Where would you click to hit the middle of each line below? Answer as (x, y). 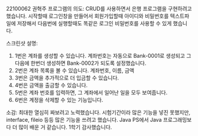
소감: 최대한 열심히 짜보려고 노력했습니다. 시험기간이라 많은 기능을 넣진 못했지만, (98, 112)
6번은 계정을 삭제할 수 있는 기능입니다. (59, 100)
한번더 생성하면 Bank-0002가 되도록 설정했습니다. (88, 63)
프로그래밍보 (177, 120)
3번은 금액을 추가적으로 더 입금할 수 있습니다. (67, 78)
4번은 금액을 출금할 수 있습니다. (51, 85)
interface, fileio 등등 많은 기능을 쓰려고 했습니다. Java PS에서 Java (84, 120)
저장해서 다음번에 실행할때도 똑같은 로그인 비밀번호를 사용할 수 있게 (94, 23)
